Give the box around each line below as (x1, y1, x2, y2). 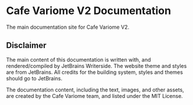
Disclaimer (6, 40, 47, 50)
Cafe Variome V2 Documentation (6, 4, 171, 18)
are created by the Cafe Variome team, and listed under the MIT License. (6, 92, 183, 99)
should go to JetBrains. (6, 74, 63, 82)
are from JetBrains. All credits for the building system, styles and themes (6, 69, 183, 76)
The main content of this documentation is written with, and (6, 56, 152, 63)
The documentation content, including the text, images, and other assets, (6, 86, 184, 93)
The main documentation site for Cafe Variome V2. (6, 23, 130, 31)
